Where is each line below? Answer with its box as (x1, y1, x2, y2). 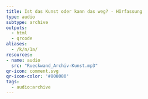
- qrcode (11, 36, 33, 41)
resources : (6, 52, 33, 58)
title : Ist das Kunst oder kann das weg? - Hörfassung (6, 8, 143, 15)
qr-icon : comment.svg (6, 68, 59, 74)
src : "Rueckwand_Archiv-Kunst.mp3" (11, 62, 98, 69)
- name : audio (6, 57, 41, 63)
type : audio (6, 14, 35, 20)
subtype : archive (6, 19, 49, 25)
